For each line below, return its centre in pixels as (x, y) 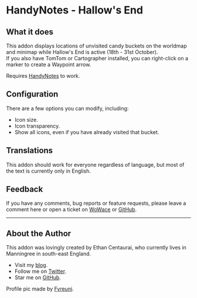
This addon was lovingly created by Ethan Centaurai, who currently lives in (96, 248)
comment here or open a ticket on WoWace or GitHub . (71, 210)
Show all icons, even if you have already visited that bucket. (87, 132)
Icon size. (26, 119)
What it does (30, 32)
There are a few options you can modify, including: (67, 108)
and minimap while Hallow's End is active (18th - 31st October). (82, 52)
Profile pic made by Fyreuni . (40, 289)
